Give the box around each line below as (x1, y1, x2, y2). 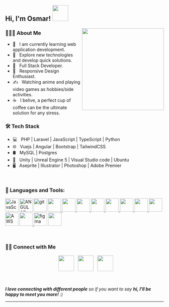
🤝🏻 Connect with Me (5, 243, 56, 251)
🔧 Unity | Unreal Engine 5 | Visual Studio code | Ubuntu (12, 157, 129, 163)
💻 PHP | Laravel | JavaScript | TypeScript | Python (12, 136, 120, 142)
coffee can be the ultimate (12, 104, 67, 110)
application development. (12, 46, 65, 52)
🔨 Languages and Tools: (5, 187, 65, 194)
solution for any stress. (12, 109, 60, 116)
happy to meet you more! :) (5, 291, 63, 297)
